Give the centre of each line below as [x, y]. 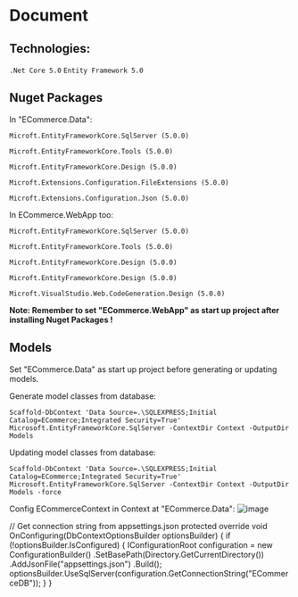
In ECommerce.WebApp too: [62, 214]
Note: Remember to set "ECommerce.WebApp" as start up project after [145, 310]
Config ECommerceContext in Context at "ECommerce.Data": [122, 509]
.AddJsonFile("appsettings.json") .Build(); [86, 564]
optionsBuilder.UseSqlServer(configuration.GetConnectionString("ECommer [149, 573]
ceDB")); [25, 583]
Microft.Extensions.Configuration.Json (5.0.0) [99, 198]
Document [49, 16]
